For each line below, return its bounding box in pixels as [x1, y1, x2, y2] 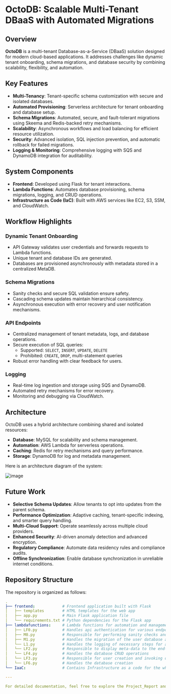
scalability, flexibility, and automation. [5, 65, 84, 70]
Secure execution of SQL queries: [12, 341, 83, 348]
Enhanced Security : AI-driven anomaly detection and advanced [12, 533, 148, 539]
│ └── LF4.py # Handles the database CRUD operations [5, 651, 149, 656]
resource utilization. [12, 131, 54, 137]
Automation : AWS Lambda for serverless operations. [12, 442, 125, 449]
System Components [5, 167, 74, 176]
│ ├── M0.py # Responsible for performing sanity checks [5, 632, 158, 637]
